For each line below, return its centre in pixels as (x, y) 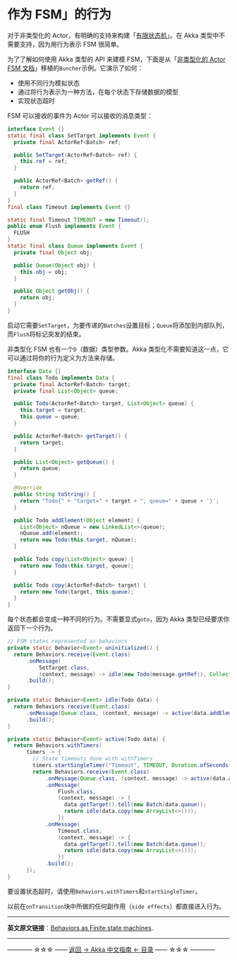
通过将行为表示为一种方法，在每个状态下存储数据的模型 (98, 92)
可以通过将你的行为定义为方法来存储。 (63, 358)
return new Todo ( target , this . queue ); (77, 592)
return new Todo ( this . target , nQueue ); (79, 540)
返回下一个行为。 (32, 628)
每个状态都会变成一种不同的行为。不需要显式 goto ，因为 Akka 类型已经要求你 (119, 619)
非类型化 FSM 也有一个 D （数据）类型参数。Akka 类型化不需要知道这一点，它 (118, 349)
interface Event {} (36, 129)
